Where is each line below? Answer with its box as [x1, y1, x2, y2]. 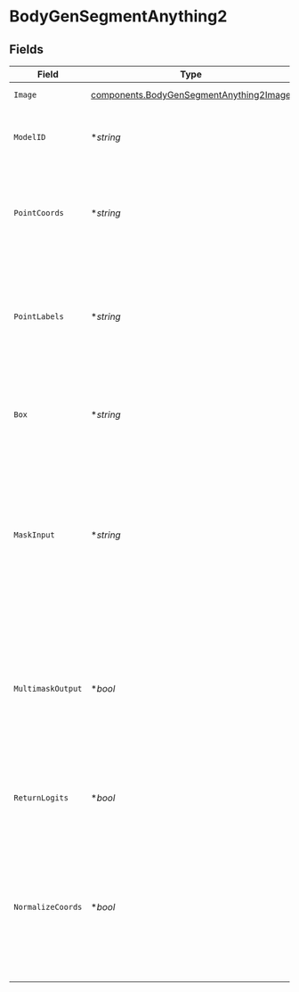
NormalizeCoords [13, 902, 83, 912]
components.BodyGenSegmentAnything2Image [90, 89, 292, 101]
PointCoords [13, 208, 65, 217]
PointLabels [13, 312, 65, 322]
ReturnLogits [13, 793, 69, 803]
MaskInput [13, 530, 55, 540]
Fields [9, 42, 44, 57]
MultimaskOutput [13, 684, 83, 693]
